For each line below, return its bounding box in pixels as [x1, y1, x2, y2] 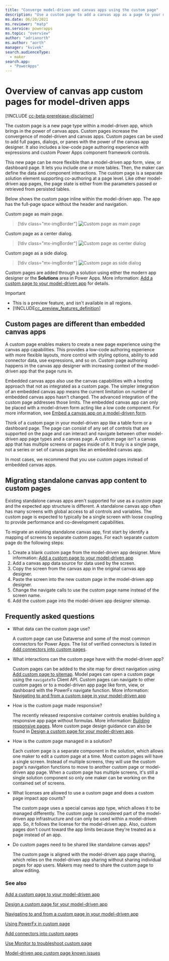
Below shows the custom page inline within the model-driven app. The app [5, 196, 160, 202]
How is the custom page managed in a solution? [12, 738, 112, 744]
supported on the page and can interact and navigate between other [5, 430, 147, 437]
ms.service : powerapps [5, 26, 53, 31]
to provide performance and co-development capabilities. [5, 519, 125, 525]
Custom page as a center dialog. [5, 231, 73, 237]
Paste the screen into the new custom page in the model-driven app [12, 576, 154, 582]
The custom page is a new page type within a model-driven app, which [5, 123, 153, 129]
